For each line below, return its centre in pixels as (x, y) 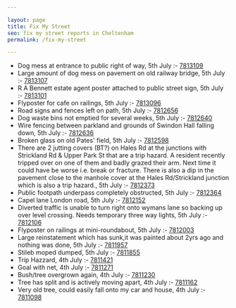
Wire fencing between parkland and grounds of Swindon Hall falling (116, 126)
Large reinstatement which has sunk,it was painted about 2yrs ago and (120, 238)
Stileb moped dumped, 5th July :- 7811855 (79, 252)
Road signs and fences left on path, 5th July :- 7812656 (98, 110)
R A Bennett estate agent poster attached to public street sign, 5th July (120, 88)
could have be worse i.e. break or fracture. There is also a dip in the (116, 170)
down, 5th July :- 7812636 (55, 133)
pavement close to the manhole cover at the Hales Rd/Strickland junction (123, 178)
